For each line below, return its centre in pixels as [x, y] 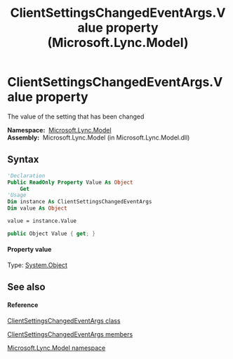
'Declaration [26, 176]
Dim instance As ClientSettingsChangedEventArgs [80, 202]
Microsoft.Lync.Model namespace [56, 348]
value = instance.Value [42, 221]
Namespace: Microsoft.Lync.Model [59, 130]
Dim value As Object [38, 208]
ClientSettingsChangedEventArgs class [64, 320]
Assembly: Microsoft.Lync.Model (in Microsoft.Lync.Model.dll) [99, 137]
